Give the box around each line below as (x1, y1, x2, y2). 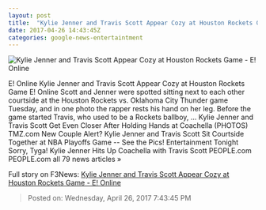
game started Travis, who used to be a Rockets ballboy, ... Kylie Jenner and (8, 112, 254, 122)
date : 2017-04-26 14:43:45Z (8, 26, 101, 34)
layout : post (8, 11, 51, 20)
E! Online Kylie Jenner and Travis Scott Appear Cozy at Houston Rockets (8, 79, 245, 88)
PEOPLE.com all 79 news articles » (8, 155, 122, 164)
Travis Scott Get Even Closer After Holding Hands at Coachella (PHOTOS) (8, 121, 249, 130)
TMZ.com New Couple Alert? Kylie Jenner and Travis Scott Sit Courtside (8, 129, 245, 139)
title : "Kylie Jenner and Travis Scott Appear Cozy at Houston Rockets (8, 19, 253, 27)
